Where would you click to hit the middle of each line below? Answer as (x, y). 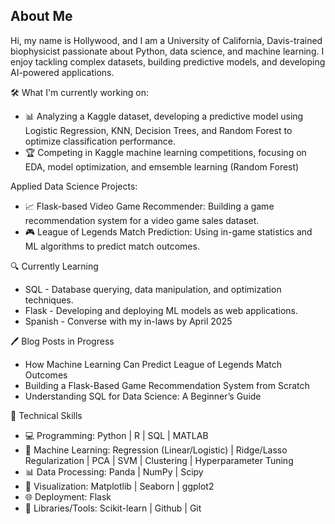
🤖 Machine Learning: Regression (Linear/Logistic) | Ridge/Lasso (156, 450)
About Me (41, 16)
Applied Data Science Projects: (74, 186)
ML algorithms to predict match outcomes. (112, 246)
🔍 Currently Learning (54, 266)
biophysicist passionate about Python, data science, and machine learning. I (167, 51)
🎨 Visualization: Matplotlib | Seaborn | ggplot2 (119, 486)
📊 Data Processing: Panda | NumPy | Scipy (114, 471)
